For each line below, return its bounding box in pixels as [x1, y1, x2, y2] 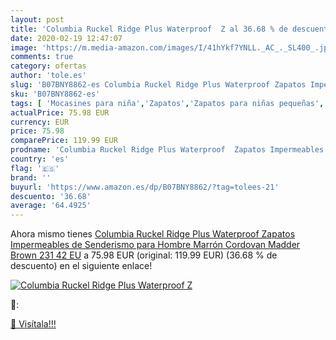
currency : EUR [10, 117, 70, 127]
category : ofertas [10, 61, 87, 71]
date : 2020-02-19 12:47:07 [10, 33, 123, 43]
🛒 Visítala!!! [10, 318, 57, 330]
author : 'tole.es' [10, 71, 87, 81]
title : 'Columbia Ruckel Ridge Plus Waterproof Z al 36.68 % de [10, 24, 288, 34]
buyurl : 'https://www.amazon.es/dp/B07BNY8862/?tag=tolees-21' [10, 182, 280, 192]
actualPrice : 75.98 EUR [10, 107, 110, 118]
